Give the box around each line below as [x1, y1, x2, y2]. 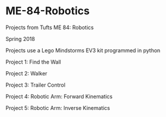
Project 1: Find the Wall [5, 58, 62, 65]
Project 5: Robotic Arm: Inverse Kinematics [5, 104, 110, 111]
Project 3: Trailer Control [5, 81, 66, 88]
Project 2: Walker [5, 69, 48, 77]
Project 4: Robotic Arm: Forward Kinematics [5, 93, 113, 100]
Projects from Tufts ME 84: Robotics [5, 24, 94, 31]
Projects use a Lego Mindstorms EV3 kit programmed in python [5, 46, 161, 54]
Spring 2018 [5, 35, 35, 42]
